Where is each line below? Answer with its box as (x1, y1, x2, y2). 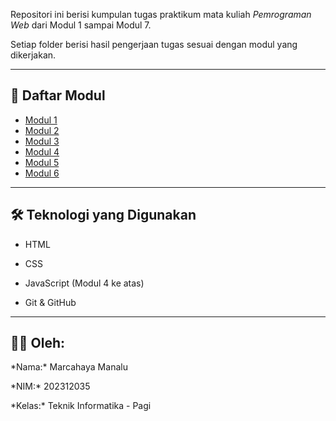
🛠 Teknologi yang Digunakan (10, 207, 197, 224)
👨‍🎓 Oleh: (10, 335, 66, 352)
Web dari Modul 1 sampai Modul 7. (10, 19, 152, 31)
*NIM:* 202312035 (10, 380, 91, 393)
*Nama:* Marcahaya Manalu (10, 361, 128, 373)
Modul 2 (24, 124, 60, 136)
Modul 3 (24, 135, 60, 147)
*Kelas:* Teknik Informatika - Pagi (10, 400, 152, 412)
